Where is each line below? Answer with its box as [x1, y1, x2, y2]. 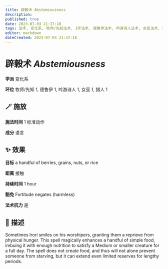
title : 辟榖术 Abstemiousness [5, 7, 66, 12]
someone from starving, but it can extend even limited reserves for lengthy [5, 253, 159, 259]
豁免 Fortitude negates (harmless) [5, 191, 75, 197]
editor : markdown [5, 30, 41, 35]
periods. [5, 258, 22, 264]
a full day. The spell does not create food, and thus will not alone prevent [5, 248, 155, 254]
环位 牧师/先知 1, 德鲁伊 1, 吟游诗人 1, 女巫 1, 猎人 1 [5, 86, 108, 92]
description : [5, 12, 32, 17]
